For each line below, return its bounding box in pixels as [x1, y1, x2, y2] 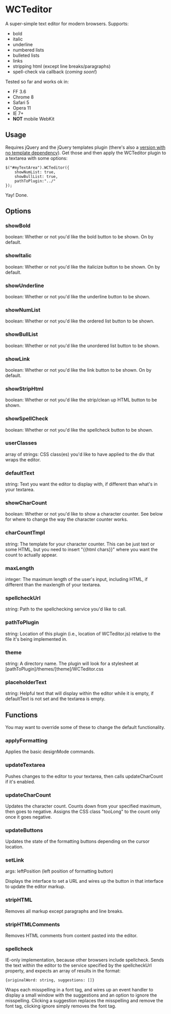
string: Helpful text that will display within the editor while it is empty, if [5, 691, 154, 697]
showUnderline [5, 282, 44, 289]
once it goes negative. [5, 814, 52, 820]
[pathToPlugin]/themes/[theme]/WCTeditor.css [5, 665, 104, 672]
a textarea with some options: [5, 155, 68, 161]
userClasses [5, 439, 37, 447]
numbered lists [12, 47, 44, 53]
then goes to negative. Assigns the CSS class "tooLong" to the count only [5, 808, 160, 815]
